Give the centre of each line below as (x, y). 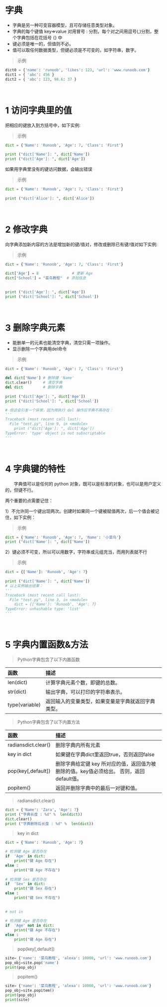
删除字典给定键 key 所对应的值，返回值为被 (106, 764)
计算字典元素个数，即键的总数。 (83, 683)
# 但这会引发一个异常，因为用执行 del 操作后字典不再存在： (59, 410)
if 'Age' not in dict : (30, 926)
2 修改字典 (27, 229)
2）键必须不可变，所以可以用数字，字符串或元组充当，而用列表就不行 (76, 552)
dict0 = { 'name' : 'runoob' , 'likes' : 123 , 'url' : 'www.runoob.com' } (78, 70)
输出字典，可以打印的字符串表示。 (85, 692)
